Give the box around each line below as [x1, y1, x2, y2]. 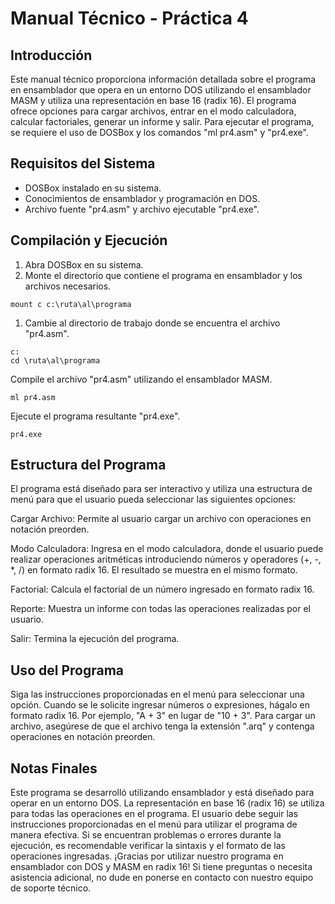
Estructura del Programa [10, 457, 167, 474]
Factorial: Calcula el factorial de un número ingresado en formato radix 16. [10, 583, 315, 596]
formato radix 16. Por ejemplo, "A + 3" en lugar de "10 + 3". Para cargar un [10, 710, 316, 722]
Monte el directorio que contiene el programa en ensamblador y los [24, 269, 303, 281]
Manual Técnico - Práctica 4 [10, 7, 249, 30]
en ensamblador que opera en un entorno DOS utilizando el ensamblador [10, 84, 312, 96]
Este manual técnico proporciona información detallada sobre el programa [10, 73, 317, 85]
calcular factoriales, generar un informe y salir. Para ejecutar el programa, [10, 116, 315, 127]
